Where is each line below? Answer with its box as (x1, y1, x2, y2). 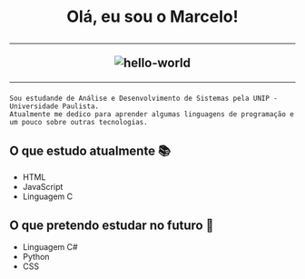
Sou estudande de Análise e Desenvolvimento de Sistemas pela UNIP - (9, 94, 279, 103)
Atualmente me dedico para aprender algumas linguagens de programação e (9, 109, 295, 119)
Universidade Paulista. (9, 102, 100, 111)
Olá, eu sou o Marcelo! (66, 6, 239, 27)
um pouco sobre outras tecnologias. (9, 117, 148, 126)
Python (22, 252, 50, 263)
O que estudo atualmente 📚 (9, 143, 171, 158)
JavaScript (22, 182, 64, 193)
